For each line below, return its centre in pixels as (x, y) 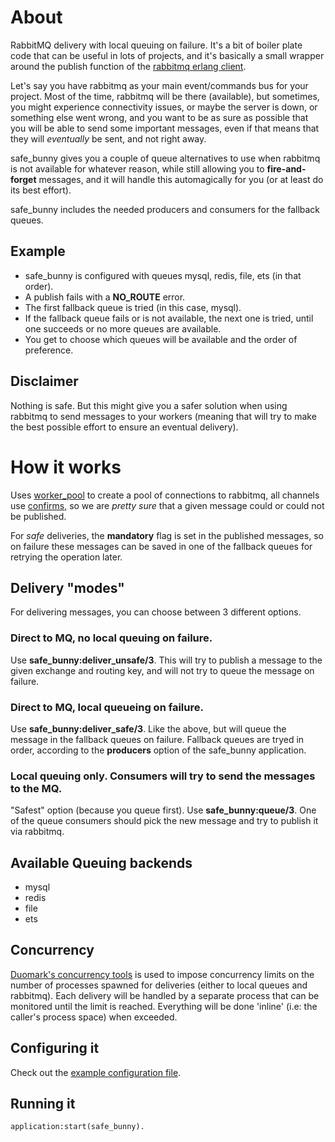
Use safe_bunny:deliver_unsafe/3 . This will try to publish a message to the (166, 660)
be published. (38, 516)
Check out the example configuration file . (96, 1072)
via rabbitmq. (37, 832)
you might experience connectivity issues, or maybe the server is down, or (164, 107)
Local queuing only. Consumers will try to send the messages (163, 776)
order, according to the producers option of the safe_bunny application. (158, 750)
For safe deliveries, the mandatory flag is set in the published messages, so (167, 535)
